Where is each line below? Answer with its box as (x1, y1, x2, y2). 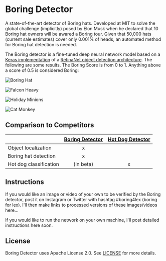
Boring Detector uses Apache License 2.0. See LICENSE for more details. (5, 250, 156, 256)
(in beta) (73, 160, 94, 167)
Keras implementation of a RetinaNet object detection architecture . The (5, 56, 152, 62)
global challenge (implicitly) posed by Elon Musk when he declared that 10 (5, 25, 159, 31)
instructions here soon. (5, 222, 53, 228)
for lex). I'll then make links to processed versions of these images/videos (5, 202, 157, 208)
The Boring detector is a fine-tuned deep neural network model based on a (5, 51, 160, 57)
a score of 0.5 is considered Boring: (5, 67, 79, 73)
